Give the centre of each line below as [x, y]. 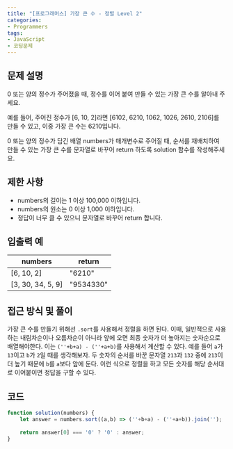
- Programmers [28, 26]
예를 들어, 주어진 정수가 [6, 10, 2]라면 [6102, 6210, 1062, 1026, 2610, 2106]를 [113, 117]
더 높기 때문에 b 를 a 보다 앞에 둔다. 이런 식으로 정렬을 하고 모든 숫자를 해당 [106, 364]
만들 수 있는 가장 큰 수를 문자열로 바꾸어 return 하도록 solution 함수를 [101, 149]
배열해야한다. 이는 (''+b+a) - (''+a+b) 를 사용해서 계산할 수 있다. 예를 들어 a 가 [115, 346]
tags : [15, 33]
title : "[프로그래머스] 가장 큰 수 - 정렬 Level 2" [75, 14]
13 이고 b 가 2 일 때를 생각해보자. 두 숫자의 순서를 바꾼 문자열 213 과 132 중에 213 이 [115, 355]
